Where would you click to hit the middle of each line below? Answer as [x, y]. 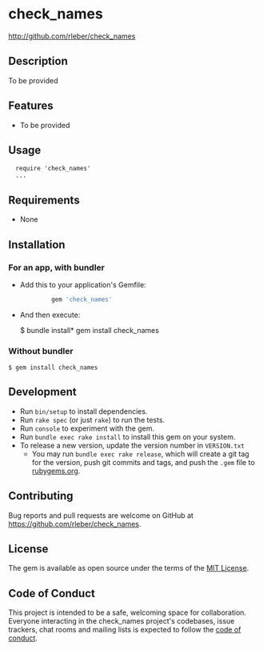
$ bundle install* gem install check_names [90, 330]
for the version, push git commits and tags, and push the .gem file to [143, 462]
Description [38, 61]
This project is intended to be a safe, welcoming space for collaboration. [127, 612]
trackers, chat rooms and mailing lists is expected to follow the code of [125, 630]
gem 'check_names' [82, 299]
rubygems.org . [56, 471]
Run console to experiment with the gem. [87, 428]
